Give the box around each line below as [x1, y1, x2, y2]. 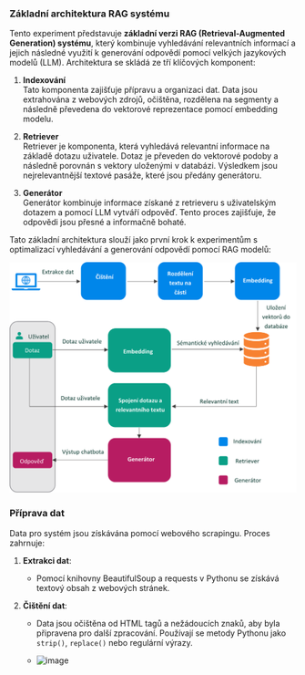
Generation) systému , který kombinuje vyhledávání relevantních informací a [9, 37, 296, 48]
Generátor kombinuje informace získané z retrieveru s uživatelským [22, 197, 276, 208]
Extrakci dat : [22, 555, 72, 566]
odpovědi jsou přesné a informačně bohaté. [22, 217, 187, 228]
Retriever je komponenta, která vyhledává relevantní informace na [22, 140, 270, 152]
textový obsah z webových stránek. [36, 582, 170, 593]
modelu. [22, 113, 54, 125]
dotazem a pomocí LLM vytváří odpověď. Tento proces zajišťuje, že [22, 207, 277, 218]
